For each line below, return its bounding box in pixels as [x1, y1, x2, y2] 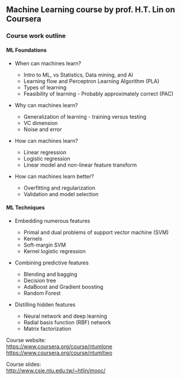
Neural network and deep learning [23, 312, 108, 320]
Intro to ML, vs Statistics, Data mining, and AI [23, 71, 133, 78]
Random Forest [23, 289, 61, 296]
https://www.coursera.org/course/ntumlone [6, 343, 112, 350]
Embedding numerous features [14, 217, 90, 224]
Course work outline [6, 32, 66, 40]
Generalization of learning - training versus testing [23, 113, 147, 120]
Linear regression [23, 148, 67, 156]
